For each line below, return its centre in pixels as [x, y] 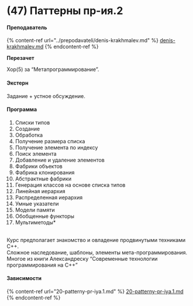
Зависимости [24, 278]
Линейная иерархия [40, 191]
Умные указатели [37, 203]
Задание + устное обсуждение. [46, 96]
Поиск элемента [36, 153]
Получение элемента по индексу [56, 147]
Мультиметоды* [35, 222]
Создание [27, 129]
